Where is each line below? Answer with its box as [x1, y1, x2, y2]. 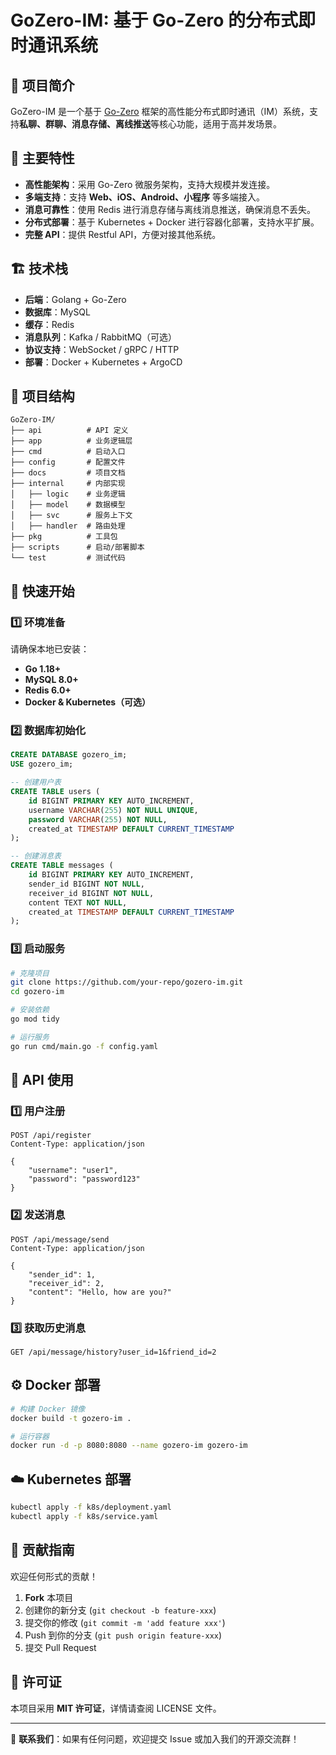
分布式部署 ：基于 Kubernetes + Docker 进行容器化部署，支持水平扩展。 [24, 216, 320, 228]
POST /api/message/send [10, 1234, 110, 1245]
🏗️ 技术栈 [10, 261, 68, 278]
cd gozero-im [10, 987, 65, 997]
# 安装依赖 [10, 1005, 50, 1015]
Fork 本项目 [24, 1591, 74, 1603]
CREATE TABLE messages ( [10, 861, 114, 871]
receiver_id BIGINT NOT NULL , [28, 888, 155, 898]
